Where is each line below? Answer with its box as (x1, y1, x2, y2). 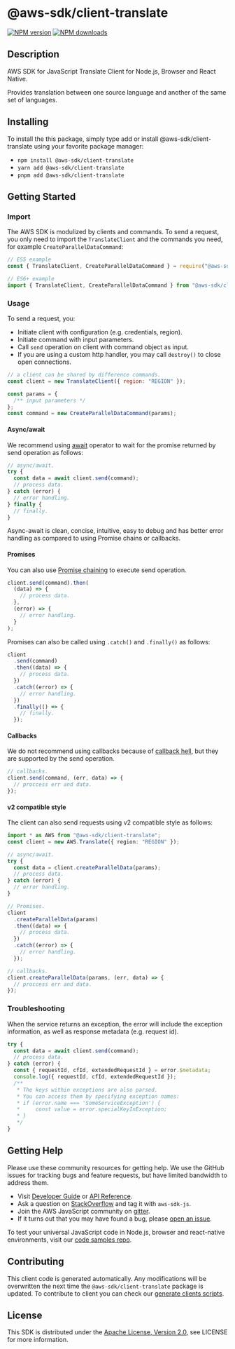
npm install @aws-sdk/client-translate (17, 156, 134, 164)
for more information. (7, 1336, 69, 1344)
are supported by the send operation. (7, 754, 115, 763)
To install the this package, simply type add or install (7, 135, 159, 143)
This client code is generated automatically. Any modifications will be (7, 1274, 207, 1282)
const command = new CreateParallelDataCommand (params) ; (7, 410, 177, 417)
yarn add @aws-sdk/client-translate (17, 164, 124, 171)
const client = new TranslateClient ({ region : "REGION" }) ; (7, 377, 187, 385)
